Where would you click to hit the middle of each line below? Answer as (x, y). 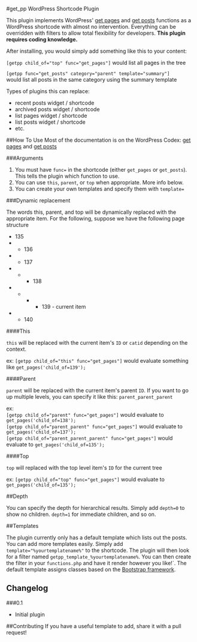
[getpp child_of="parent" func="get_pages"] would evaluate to (85, 415)
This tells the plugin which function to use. (67, 176)
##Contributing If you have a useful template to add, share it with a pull (94, 626)
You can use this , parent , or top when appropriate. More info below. (99, 182)
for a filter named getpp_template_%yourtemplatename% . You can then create (99, 557)
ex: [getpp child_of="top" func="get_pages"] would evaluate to (85, 479)
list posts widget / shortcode (50, 122)
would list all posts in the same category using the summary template (92, 80)
